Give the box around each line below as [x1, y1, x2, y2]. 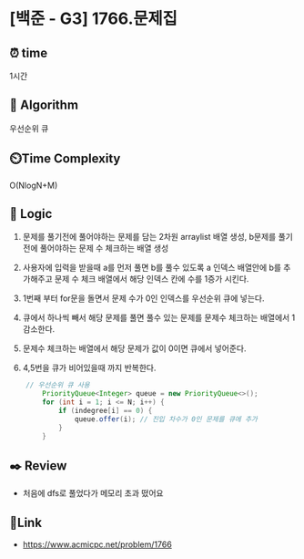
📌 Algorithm [9, 98, 79, 113]
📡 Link [9, 514, 43, 530]
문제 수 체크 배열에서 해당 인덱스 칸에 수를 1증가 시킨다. [54, 274, 249, 285]
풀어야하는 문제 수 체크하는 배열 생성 [39, 243, 169, 254]
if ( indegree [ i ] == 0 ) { [57, 407, 153, 416]
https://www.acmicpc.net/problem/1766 [22, 539, 173, 550]
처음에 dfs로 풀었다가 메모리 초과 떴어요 [22, 488, 164, 499]
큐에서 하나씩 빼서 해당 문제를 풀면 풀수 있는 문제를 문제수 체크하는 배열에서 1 [22, 312, 296, 324]
